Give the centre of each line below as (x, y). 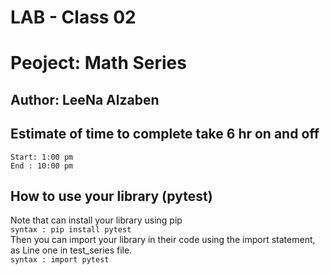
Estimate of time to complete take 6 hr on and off (165, 134)
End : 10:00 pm (42, 166)
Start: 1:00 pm (42, 157)
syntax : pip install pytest (71, 230)
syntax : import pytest (60, 260)
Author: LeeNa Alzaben (85, 99)
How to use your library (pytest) (111, 196)
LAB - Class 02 (73, 17)
